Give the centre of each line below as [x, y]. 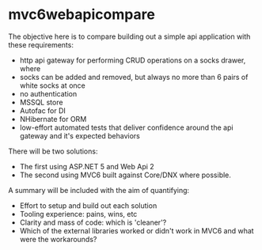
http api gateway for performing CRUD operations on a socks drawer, [133, 60]
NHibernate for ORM [53, 119]
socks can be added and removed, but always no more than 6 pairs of [134, 77]
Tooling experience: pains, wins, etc [78, 214]
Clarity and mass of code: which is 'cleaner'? [93, 222]
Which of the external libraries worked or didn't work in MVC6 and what [137, 230]
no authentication [48, 93]
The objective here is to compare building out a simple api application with [129, 36]
